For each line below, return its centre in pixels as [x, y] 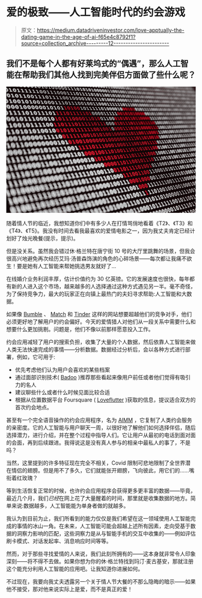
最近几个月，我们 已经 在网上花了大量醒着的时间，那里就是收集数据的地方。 [98, 498]
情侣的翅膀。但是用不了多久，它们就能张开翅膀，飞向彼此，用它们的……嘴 [103, 470]
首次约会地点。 [33, 407]
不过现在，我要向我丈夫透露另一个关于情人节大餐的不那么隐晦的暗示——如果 [101, 581]
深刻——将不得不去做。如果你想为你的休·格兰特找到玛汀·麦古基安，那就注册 [100, 561]
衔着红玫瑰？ [22, 478]
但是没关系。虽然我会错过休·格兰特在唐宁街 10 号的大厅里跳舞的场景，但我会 [101, 251]
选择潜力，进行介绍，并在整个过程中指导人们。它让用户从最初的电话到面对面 [101, 435]
